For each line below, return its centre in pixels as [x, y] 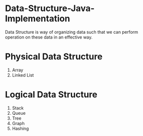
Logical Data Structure [51, 95]
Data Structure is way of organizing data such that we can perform [71, 32]
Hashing [20, 128]
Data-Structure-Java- [50, 8]
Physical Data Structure [54, 57]
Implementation [38, 19]
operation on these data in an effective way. [49, 37]
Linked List [23, 75]
